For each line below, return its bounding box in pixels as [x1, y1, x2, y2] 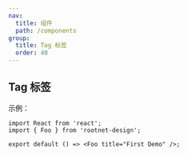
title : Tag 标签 [15, 42, 67, 50]
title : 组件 [15, 19, 54, 27]
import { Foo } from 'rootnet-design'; [8, 126, 141, 134]
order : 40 [15, 49, 48, 57]
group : [8, 34, 30, 42]
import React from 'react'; [8, 119, 102, 127]
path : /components [15, 26, 78, 34]
